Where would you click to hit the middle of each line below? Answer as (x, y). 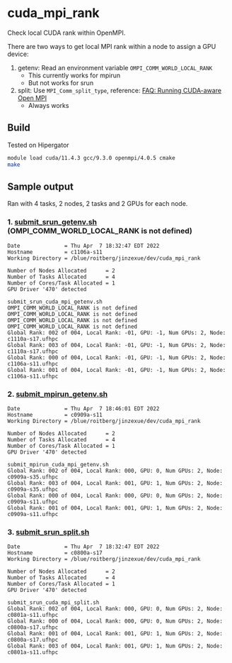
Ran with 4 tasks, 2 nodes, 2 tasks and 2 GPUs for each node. (98, 204)
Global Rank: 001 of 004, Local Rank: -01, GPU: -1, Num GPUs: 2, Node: (117, 370)
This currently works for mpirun (74, 75)
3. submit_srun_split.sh (48, 532)
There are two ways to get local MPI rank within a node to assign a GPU (112, 46)
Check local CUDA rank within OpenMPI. (66, 33)
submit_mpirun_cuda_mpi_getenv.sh (58, 464)
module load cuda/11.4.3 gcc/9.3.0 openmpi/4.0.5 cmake (91, 158)
